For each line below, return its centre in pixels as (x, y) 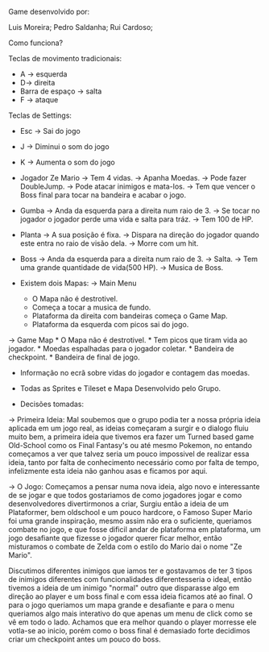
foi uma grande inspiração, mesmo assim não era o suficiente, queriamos (130, 521)
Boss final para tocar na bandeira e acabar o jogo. (103, 195)
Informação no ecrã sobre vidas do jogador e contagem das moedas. (135, 373)
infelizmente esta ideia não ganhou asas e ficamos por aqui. (108, 471)
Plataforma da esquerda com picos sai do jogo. (110, 324)
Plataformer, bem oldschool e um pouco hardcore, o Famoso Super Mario (130, 512)
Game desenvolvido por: (49, 12)
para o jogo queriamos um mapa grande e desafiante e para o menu (122, 605)
